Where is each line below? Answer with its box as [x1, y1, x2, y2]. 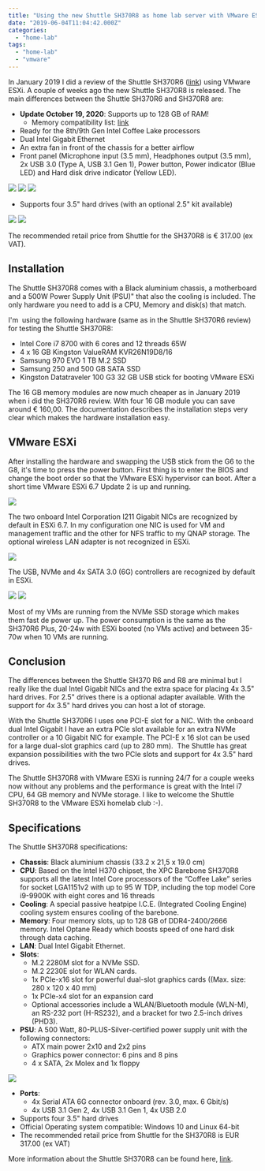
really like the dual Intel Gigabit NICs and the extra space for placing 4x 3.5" [8, 684, 255, 694]
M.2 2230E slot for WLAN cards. [31, 967, 137, 976]
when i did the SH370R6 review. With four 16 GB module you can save [8, 396, 236, 405]
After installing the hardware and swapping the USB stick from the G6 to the [8, 457, 255, 466]
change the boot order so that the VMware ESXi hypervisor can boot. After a [8, 473, 256, 483]
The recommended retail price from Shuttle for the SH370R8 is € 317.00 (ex [8, 230, 253, 241]
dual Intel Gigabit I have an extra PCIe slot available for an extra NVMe [8, 725, 237, 734]
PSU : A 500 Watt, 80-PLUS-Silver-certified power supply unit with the [19, 1025, 248, 1035]
